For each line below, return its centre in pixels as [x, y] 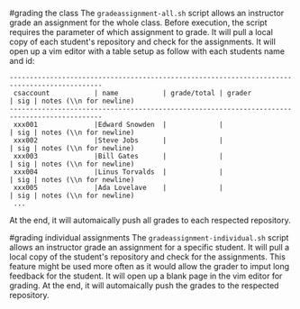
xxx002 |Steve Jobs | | [118, 141]
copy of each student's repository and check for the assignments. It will [143, 41]
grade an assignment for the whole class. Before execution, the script [138, 23]
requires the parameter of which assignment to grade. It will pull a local [141, 32]
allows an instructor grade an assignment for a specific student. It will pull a [150, 247]
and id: [22, 61]
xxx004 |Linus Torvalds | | [118, 172]
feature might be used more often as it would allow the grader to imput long [150, 266]
